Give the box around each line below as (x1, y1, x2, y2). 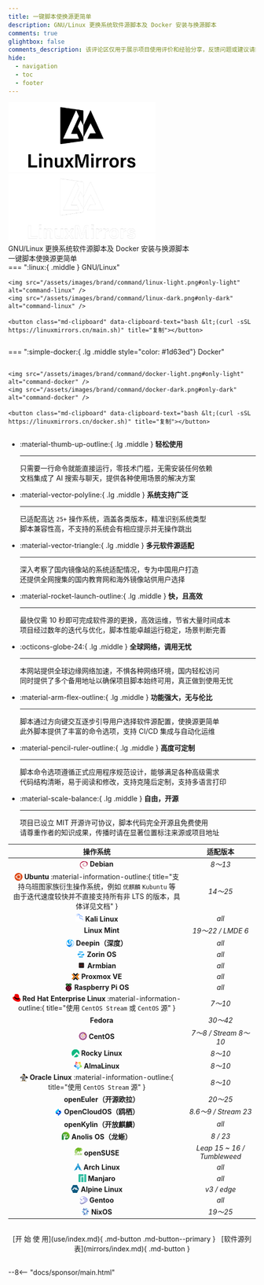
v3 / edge (204, 1184, 236, 1194)
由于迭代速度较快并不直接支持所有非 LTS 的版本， (13, 892, 174, 901)
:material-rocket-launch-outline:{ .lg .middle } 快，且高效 (19, 591, 203, 601)
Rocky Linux (81, 1048, 123, 1058)
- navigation (15, 63, 58, 71)
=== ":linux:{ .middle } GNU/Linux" (8, 263, 120, 272)
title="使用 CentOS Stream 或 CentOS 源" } (46, 1003, 176, 1013)
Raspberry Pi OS (74, 983, 130, 992)
